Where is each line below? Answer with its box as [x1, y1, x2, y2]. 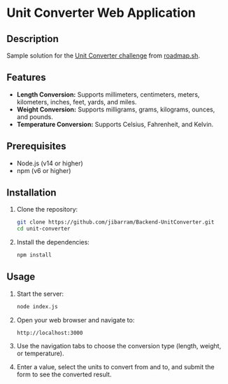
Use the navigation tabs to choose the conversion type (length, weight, [16, 341, 222, 350]
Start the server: [16, 289, 64, 298]
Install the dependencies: [16, 238, 90, 247]
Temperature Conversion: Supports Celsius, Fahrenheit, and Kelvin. [16, 120, 214, 128]
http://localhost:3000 [16, 329, 83, 336]
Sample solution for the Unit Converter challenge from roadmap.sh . [6, 51, 201, 60]
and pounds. [16, 112, 53, 121]
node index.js [16, 303, 58, 310]
